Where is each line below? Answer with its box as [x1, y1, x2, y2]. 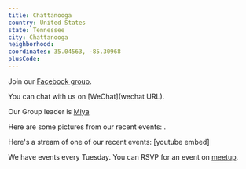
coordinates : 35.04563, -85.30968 [8, 48, 122, 56]
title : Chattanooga [8, 11, 72, 20]
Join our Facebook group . [8, 76, 92, 86]
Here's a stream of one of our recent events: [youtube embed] [8, 137, 210, 146]
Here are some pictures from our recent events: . [8, 122, 167, 131]
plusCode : [8, 56, 41, 63]
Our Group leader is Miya [8, 106, 90, 116]
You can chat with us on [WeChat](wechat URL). [8, 92, 165, 101]
